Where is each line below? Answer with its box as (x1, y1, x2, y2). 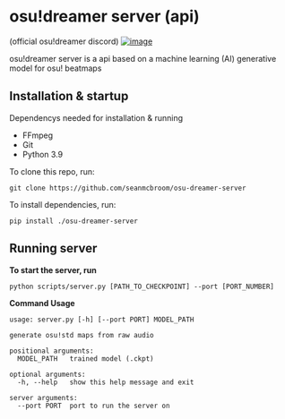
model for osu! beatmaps (9, 63, 102, 73)
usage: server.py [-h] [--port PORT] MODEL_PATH (9, 315, 194, 324)
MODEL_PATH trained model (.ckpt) (17, 354, 154, 363)
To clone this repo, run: (9, 166, 95, 176)
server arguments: (9, 393, 78, 402)
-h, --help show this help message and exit (17, 378, 194, 387)
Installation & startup (9, 89, 129, 104)
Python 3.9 (22, 149, 64, 159)
